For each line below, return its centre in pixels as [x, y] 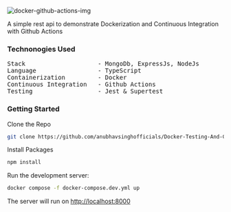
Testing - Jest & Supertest [85, 92]
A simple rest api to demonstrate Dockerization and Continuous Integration [113, 24]
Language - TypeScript [74, 71]
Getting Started [33, 109]
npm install [24, 162]
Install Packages [30, 150]
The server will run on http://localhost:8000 [69, 201]
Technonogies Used [41, 49]
